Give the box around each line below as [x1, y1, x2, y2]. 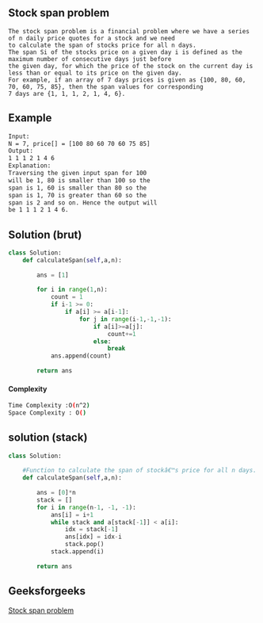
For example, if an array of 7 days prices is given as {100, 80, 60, [8, 75, 246, 84]
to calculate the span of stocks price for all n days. [8, 41, 196, 49]
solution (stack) [8, 431, 88, 445]
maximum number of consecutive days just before [8, 55, 172, 63]
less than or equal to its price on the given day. [8, 69, 182, 77]
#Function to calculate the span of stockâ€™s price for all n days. [22, 467, 257, 475]
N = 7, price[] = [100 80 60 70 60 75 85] [8, 140, 151, 147]
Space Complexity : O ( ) [8, 409, 87, 417]
